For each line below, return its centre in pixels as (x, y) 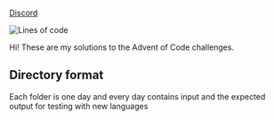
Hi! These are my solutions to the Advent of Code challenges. (121, 47)
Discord (24, 13)
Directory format (56, 75)
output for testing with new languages (79, 106)
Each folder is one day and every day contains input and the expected (137, 96)
